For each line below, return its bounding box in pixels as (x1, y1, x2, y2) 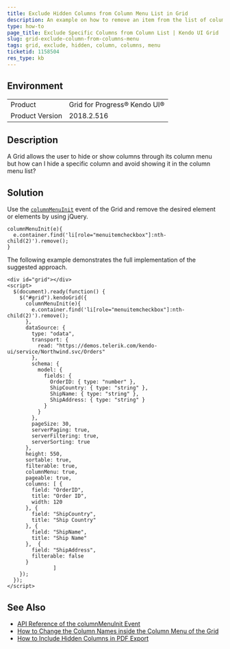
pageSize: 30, (31, 420, 72, 428)
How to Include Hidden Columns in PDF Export (16, 635, 149, 642)
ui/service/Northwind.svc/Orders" (7, 348, 106, 356)
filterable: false (31, 553, 84, 560)
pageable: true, (25, 475, 72, 481)
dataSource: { (25, 324, 66, 332)
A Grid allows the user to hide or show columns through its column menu (7, 152, 212, 161)
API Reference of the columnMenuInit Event (16, 619, 140, 628)
